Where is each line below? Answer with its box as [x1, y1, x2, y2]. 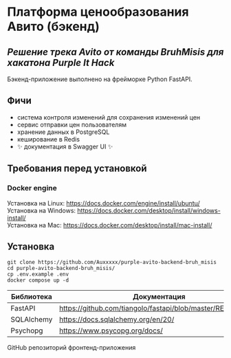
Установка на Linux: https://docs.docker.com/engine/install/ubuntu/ [7, 199, 201, 207]
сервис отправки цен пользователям [16, 120, 127, 128]
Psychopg [10, 326, 43, 335]
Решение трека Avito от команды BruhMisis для [7, 46, 224, 58]
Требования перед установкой [7, 163, 147, 175]
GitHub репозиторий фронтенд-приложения [7, 344, 136, 352]
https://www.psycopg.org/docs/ [59, 326, 163, 335]
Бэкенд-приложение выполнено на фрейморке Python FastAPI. [7, 75, 192, 83]
